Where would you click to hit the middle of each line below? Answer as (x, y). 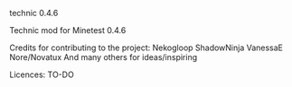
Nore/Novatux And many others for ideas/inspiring (104, 57)
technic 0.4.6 (34, 13)
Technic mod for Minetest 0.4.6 (68, 30)
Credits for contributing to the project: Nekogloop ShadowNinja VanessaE (146, 48)
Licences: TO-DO (42, 74)
